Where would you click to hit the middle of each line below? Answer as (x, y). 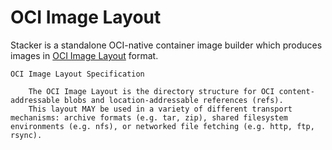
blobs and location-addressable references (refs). (173, 100)
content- (296, 91)
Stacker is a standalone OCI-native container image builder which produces (166, 45)
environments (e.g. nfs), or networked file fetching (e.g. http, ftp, (162, 126)
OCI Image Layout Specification (77, 74)
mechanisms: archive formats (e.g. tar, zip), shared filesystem (149, 117)
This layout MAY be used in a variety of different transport (160, 109)
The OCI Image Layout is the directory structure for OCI (151, 91)
